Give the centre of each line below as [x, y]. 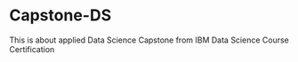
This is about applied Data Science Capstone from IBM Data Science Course [149, 40]
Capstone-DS [60, 15]
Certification [32, 49]
